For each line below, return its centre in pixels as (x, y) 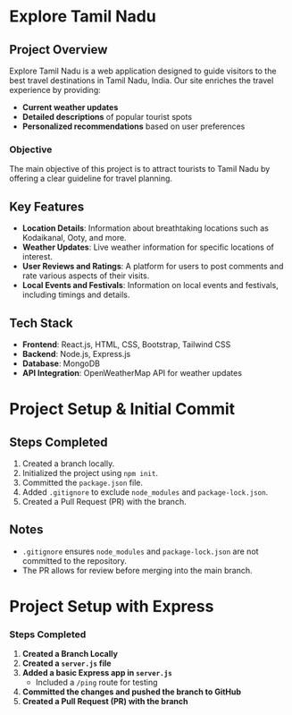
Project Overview (58, 50)
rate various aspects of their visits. (86, 276)
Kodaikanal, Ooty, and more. (74, 238)
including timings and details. (76, 295)
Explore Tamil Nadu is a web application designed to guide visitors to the (143, 71)
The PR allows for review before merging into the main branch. (137, 570)
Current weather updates (70, 107)
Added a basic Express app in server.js (97, 673)
